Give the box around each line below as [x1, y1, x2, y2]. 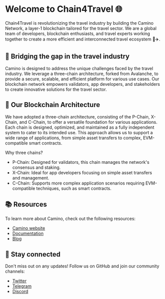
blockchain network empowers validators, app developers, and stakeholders [5, 81, 160, 87]
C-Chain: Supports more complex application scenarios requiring [12, 180, 145, 186]
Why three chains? [5, 149, 43, 155]
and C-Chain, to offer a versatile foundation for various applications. [19, 119, 158, 125]
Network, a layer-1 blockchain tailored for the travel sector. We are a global [5, 25, 157, 31]
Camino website [12, 225, 45, 231]
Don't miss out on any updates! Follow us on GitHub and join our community [5, 263, 160, 269]
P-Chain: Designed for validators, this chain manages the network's [12, 159, 150, 165]
